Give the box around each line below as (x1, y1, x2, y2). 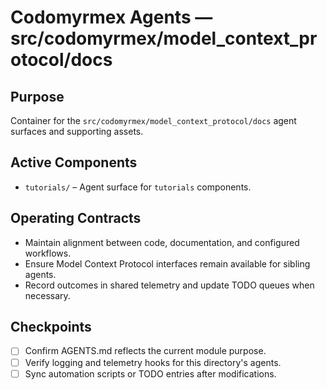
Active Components (10, 154, 138, 171)
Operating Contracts (10, 210, 142, 227)
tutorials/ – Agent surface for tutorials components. (24, 181, 252, 193)
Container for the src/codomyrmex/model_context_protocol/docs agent (10, 115, 297, 126)
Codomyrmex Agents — (10, 6, 213, 29)
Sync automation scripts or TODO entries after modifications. (24, 367, 277, 380)
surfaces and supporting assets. (10, 126, 144, 137)
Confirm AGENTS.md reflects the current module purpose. (24, 345, 267, 357)
